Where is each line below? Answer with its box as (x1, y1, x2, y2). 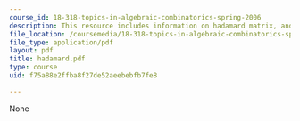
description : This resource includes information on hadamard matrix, (9, 21, 278, 30)
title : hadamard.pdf (9, 54, 87, 63)
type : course (9, 63, 58, 72)
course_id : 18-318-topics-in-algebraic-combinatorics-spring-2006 (9, 12, 262, 22)
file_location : (9, 29, 66, 38)
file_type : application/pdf (9, 37, 114, 47)
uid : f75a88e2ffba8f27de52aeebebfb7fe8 (9, 71, 158, 80)
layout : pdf (9, 46, 54, 55)
